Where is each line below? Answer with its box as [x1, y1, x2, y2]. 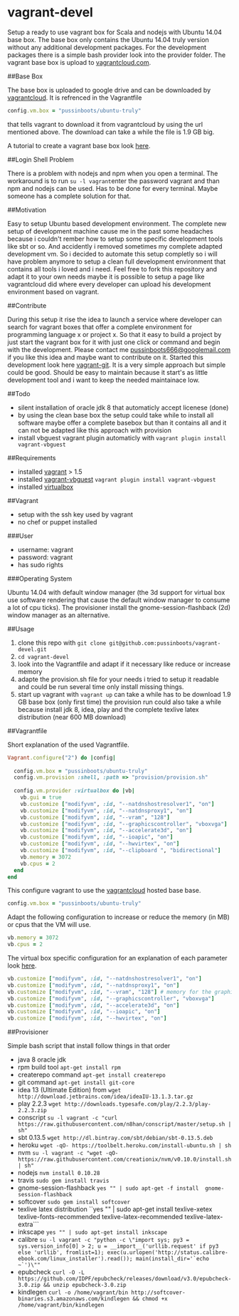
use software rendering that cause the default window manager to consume [7, 596, 230, 604]
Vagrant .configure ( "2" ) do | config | [7, 754, 116, 761]
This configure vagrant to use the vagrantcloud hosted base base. [7, 886, 201, 895]
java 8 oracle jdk [17, 1055, 66, 1064]
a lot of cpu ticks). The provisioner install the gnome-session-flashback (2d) [7, 603, 231, 611]
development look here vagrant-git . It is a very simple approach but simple [7, 361, 226, 369]
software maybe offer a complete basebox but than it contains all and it [17, 418, 227, 427]
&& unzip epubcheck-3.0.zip [43, 1282, 127, 1289]
